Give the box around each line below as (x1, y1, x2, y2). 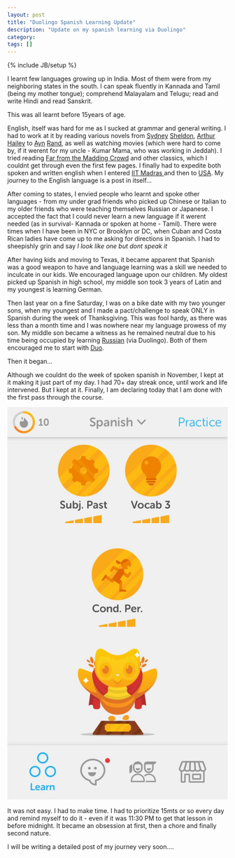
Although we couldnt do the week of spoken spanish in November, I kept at (7, 371, 224, 379)
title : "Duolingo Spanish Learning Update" (7, 18, 136, 26)
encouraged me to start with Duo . (7, 343, 105, 352)
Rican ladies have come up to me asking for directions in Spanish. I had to (7, 235, 220, 243)
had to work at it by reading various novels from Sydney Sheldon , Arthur (7, 132, 215, 140)
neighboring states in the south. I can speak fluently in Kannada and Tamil (7, 82, 220, 90)
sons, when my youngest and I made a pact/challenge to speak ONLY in (7, 306, 215, 315)
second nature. (7, 829, 51, 838)
